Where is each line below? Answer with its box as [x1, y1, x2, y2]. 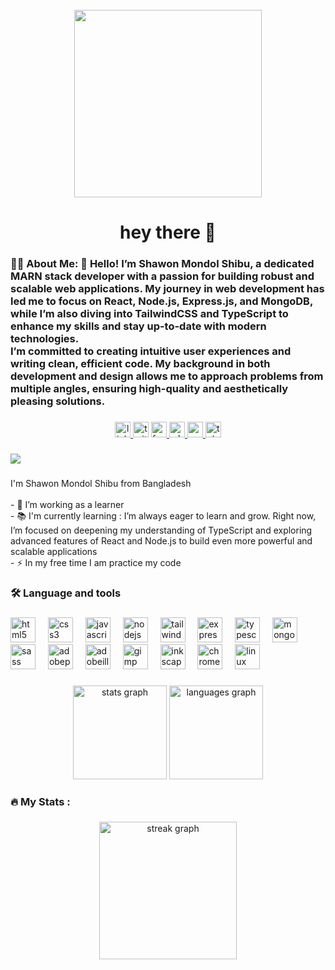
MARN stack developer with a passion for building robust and [10, 269, 315, 283]
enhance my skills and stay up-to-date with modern [10, 319, 267, 333]
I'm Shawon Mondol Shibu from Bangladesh [10, 477, 192, 489]
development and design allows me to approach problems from [10, 369, 324, 383]
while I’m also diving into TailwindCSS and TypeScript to [10, 307, 289, 321]
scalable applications [10, 545, 98, 557]
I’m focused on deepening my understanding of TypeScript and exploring [10, 524, 313, 536]
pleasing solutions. [10, 394, 106, 408]
